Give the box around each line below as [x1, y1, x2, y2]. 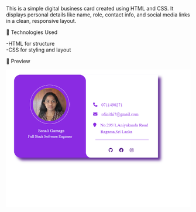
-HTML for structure [6, 40, 55, 47]
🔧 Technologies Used [6, 29, 57, 36]
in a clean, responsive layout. [6, 18, 77, 24]
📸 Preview [6, 58, 30, 64]
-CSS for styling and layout [6, 46, 71, 53]
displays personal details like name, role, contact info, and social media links [6, 11, 190, 18]
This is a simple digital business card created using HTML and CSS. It [6, 5, 174, 12]
